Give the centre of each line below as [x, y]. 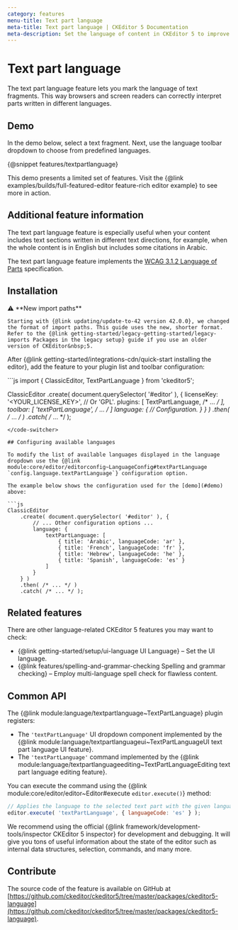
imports [19, 340]
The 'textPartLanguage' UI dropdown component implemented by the [120, 734]
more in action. [29, 193]
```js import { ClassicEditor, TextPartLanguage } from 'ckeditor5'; [101, 380]
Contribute [32, 871]
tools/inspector [29, 834]
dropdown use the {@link [44, 461]
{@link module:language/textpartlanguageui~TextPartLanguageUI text [120, 742]
